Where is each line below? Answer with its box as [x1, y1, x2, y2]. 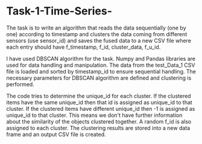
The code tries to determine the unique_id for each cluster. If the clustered [6, 92, 191, 99]
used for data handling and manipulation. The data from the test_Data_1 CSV [6, 61, 195, 69]
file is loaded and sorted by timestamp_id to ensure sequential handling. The [6, 67, 196, 75]
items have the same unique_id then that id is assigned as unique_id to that [6, 98, 193, 106]
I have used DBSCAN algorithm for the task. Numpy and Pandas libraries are [6, 55, 196, 62]
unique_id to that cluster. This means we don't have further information [6, 111, 183, 119]
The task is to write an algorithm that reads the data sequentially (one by [6, 24, 186, 31]
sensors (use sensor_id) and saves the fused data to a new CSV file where [6, 37, 192, 44]
